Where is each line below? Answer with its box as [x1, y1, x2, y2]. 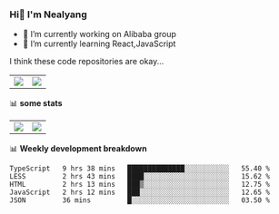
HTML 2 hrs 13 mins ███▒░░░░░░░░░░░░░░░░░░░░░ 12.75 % [9, 180, 271, 190]
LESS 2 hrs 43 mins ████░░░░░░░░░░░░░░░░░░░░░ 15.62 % [9, 172, 271, 181]
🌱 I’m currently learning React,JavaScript [22, 38, 176, 49]
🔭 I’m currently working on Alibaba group [22, 29, 177, 40]
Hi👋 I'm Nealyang [9, 8, 88, 21]
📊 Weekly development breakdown [9, 143, 147, 154]
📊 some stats [9, 98, 63, 109]
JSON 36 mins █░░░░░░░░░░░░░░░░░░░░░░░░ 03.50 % [9, 196, 271, 205]
